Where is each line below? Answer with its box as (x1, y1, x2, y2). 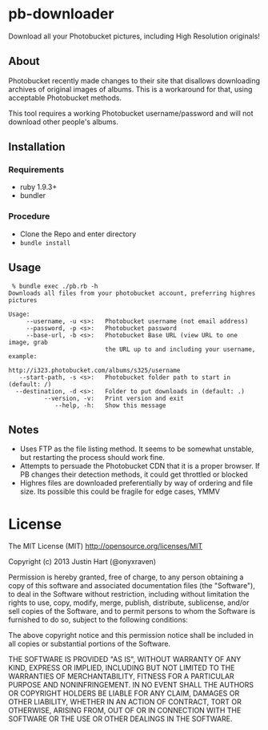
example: (8, 352, 38, 361)
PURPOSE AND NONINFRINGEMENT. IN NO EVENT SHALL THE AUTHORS (8, 680, 254, 690)
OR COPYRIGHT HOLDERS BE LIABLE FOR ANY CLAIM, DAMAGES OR (8, 688, 240, 698)
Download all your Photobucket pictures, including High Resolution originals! (8, 31, 260, 41)
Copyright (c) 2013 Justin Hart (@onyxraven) (8, 557, 157, 567)
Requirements (8, 164, 65, 175)
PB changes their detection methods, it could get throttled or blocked (19, 470, 248, 479)
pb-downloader (8, 5, 114, 23)
